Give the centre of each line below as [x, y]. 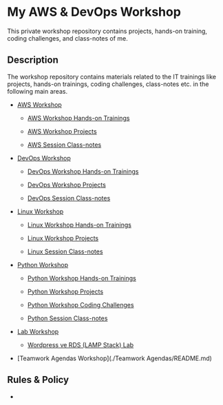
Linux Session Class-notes [65, 251]
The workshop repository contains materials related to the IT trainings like [112, 76]
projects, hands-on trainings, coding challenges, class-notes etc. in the [108, 84]
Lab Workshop [38, 331]
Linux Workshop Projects [63, 238]
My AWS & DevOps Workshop [94, 12]
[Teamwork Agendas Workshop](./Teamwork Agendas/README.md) [114, 358]
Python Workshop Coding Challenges [81, 304]
